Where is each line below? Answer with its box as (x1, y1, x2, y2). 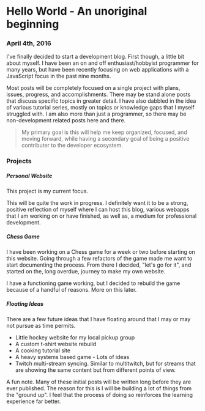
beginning (6, 17, 59, 31)
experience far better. (6, 398, 61, 405)
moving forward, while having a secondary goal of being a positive (21, 135, 190, 143)
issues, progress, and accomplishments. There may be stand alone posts (6, 91, 191, 98)
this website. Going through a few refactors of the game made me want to (6, 255, 193, 262)
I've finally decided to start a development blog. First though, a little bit (6, 53, 185, 61)
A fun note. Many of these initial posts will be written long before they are (6, 378, 192, 386)
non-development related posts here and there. (6, 117, 126, 124)
